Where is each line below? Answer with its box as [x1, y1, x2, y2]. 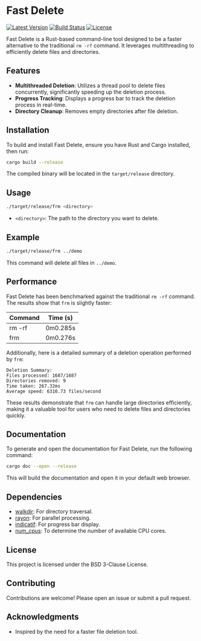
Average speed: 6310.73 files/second [6, 388, 101, 394]
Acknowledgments [6, 612, 80, 622]
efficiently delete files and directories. [6, 48, 101, 55]
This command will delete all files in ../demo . [6, 259, 116, 266]
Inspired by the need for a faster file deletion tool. [14, 628, 138, 635]
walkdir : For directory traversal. [14, 508, 93, 515]
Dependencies [6, 492, 62, 502]
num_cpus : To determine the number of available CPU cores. [14, 527, 167, 535]
